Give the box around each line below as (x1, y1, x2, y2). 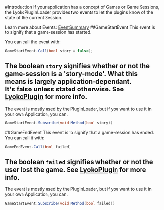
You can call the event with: (5, 39, 61, 45)
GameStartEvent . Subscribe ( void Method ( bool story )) (5, 120, 113, 125)
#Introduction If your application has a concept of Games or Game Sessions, (5, 4, 160, 10)
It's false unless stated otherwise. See (5, 85, 124, 93)
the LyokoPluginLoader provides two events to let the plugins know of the (5, 9, 153, 15)
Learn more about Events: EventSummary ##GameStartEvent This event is (5, 24, 155, 30)
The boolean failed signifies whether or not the (5, 157, 153, 166)
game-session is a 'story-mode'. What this (5, 70, 138, 78)
